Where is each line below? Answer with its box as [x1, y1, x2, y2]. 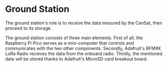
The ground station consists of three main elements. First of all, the [5, 35, 143, 41]
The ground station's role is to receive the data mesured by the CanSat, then [5, 20, 163, 26]
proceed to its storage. [5, 25, 52, 31]
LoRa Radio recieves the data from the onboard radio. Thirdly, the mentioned [5, 51, 163, 57]
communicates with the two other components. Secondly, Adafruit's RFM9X [5, 45, 161, 51]
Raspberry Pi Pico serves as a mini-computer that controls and [5, 40, 134, 46]
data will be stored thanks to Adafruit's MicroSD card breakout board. [5, 56, 148, 62]
